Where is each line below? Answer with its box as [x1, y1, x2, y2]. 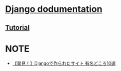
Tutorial [5, 23, 30, 32]
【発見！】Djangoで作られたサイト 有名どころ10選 [12, 60, 116, 66]
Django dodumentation [5, 3, 103, 15]
